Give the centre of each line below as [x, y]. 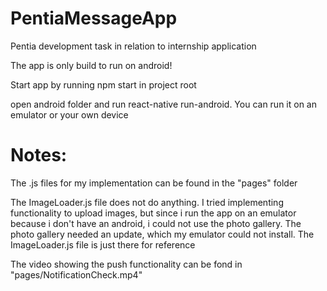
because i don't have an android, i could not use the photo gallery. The [156, 223]
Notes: [39, 155]
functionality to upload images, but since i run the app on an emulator [153, 213]
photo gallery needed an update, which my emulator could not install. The [162, 234]
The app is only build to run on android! [91, 65]
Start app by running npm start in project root [103, 84]
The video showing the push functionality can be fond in [126, 264]
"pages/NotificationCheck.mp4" [76, 274]
